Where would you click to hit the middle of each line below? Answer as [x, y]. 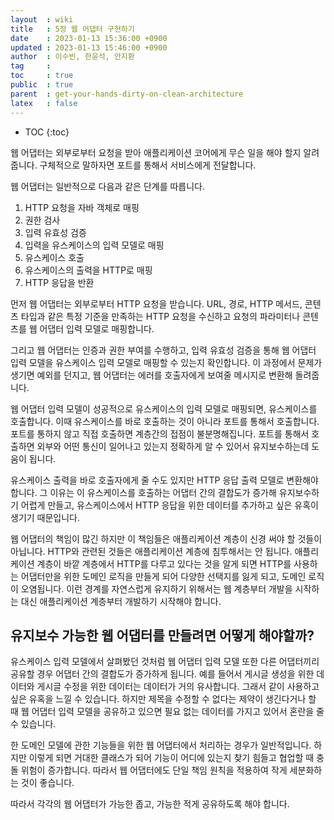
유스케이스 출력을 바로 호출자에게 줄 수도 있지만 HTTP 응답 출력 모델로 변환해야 [164, 480]
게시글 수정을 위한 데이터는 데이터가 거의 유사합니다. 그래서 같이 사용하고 [178, 687]
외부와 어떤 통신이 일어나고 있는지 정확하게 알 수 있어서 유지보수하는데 [173, 446]
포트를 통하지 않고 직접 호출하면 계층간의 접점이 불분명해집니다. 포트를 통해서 [160, 433]
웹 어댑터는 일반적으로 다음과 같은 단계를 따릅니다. [108, 186]
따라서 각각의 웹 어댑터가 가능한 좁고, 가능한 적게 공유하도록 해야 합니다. [150, 804]
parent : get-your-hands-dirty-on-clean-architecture [127, 94]
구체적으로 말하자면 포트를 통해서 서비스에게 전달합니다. [148, 165]
